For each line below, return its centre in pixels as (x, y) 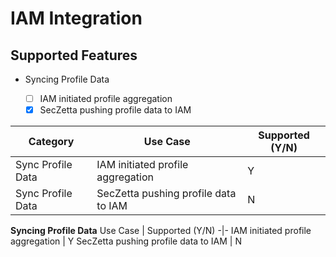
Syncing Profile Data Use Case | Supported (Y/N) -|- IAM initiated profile (161, 231)
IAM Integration (76, 18)
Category (51, 142)
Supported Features (74, 55)
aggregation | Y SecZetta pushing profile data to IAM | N (126, 241)
